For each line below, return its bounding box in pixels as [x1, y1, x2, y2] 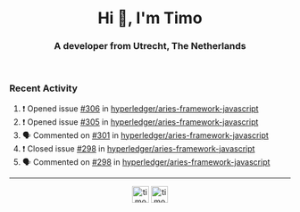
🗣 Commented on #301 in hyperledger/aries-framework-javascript [21, 129, 270, 141]
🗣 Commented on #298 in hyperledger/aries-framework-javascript [21, 156, 271, 167]
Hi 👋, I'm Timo [97, 8, 203, 29]
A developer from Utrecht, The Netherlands [54, 40, 246, 53]
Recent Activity [9, 82, 79, 94]
